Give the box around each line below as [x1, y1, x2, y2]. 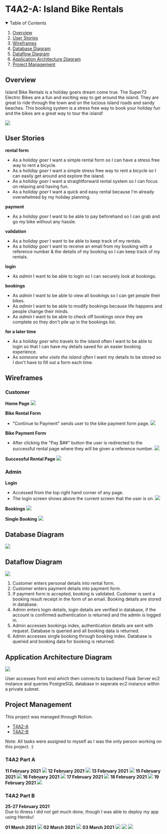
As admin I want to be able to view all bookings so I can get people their [12, 292, 161, 298]
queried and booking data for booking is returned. [12, 639, 115, 645]
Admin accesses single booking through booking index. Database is [12, 633, 152, 639]
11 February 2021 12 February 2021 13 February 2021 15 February [5, 768, 161, 774]
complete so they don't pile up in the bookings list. [12, 319, 116, 325]
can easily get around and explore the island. [12, 173, 105, 179]
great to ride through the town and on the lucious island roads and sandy [5, 100, 155, 106]
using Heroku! [5, 814, 34, 820]
